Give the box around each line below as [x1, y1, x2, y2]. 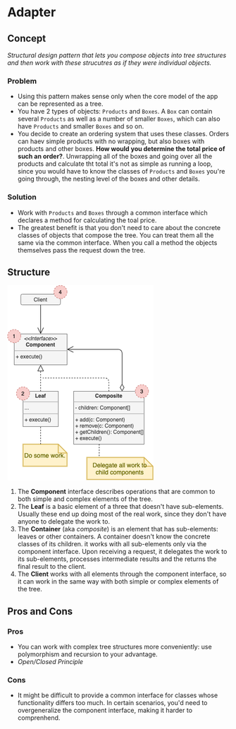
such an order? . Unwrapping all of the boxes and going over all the [17, 152, 213, 161]
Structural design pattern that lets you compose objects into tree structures [7, 51, 227, 59]
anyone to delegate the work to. [17, 517, 111, 526]
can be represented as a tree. [17, 100, 104, 108]
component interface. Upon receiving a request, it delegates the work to [17, 548, 228, 556]
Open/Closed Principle [17, 658, 83, 666]
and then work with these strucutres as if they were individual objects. [7, 59, 212, 67]
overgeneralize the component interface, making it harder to [17, 706, 192, 715]
